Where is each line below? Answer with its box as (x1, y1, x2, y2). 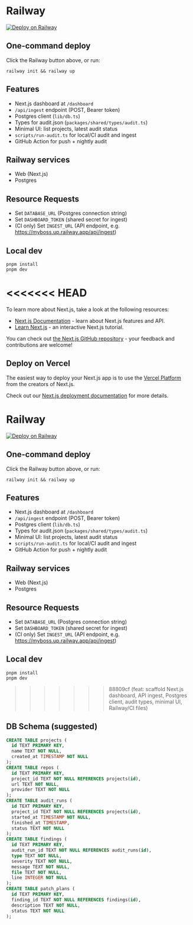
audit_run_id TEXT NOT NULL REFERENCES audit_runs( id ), (11, 847, 152, 853)
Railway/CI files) (109, 704, 148, 711)
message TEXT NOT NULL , (11, 863, 70, 870)
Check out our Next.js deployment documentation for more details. (6, 392, 169, 399)
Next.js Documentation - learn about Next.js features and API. (14, 317, 165, 324)
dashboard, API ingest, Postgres (109, 692, 188, 699)
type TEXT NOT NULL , (11, 853, 62, 859)
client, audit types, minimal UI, (109, 698, 182, 705)
